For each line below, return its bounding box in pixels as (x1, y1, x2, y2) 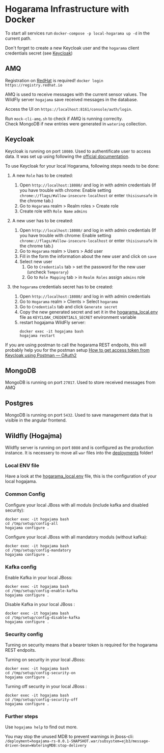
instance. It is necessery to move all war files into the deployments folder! (5, 450, 153, 455)
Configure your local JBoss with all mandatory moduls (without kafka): (5, 534, 148, 540)
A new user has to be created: (12, 217, 74, 223)
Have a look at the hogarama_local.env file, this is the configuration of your (5, 473, 157, 479)
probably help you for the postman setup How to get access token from (5, 347, 150, 353)
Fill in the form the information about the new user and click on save (19, 253, 157, 259)
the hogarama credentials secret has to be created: (12, 284, 113, 290)
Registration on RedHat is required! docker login (5, 77, 104, 83)
